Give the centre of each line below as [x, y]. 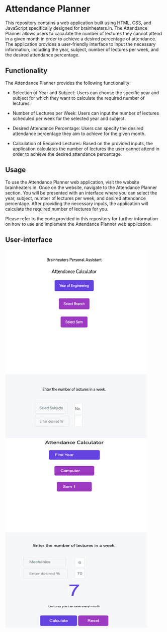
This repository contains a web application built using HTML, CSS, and [78, 23]
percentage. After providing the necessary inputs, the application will [77, 203]
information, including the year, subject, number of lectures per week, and [82, 49]
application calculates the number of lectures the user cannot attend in [86, 149]
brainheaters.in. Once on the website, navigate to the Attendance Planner [81, 187]
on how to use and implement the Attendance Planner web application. [78, 224]
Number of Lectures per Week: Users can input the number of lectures [86, 113]
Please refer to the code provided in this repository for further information [82, 218]
